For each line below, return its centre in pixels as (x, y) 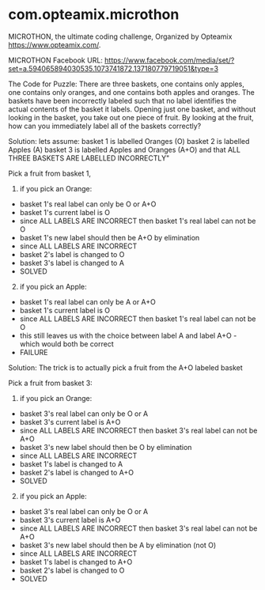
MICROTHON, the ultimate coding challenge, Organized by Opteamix (120, 36)
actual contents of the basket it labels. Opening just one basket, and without (132, 109)
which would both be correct (67, 344)
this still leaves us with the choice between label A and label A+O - (128, 335)
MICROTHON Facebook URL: (55, 60)
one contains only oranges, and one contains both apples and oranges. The (132, 92)
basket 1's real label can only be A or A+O (88, 301)
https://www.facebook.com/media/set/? (169, 60)
